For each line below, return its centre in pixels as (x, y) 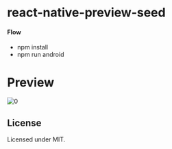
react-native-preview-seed (86, 13)
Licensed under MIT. (36, 139)
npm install (33, 47)
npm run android (40, 55)
